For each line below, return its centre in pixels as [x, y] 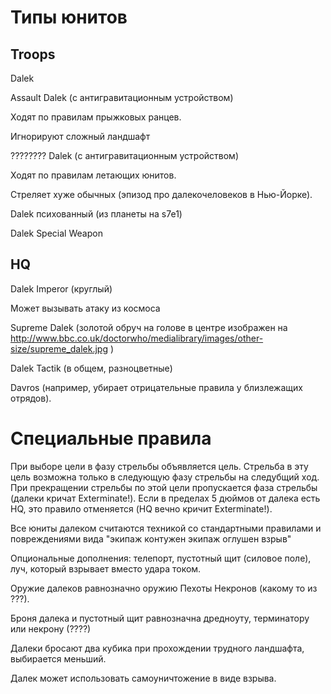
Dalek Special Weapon [56, 233]
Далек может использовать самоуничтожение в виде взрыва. [143, 678]
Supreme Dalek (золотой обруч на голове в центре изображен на [149, 327]
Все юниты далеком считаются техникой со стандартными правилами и [166, 528]
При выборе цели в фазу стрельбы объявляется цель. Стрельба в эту [159, 466]
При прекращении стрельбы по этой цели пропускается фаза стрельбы [164, 487]
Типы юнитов [69, 17]
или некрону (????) [51, 628]
